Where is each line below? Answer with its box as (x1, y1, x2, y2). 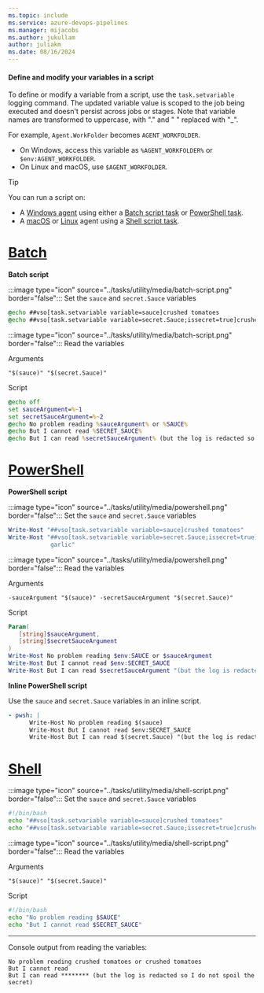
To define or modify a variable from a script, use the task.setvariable (8, 90, 235, 99)
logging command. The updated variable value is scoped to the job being (8, 98, 245, 108)
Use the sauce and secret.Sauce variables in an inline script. (8, 696, 202, 705)
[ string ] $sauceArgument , (18, 630, 101, 638)
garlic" (49, 541, 76, 548)
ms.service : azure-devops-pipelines (8, 19, 128, 27)
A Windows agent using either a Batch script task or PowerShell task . (19, 208, 244, 217)
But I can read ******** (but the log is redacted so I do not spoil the (8, 971, 255, 980)
